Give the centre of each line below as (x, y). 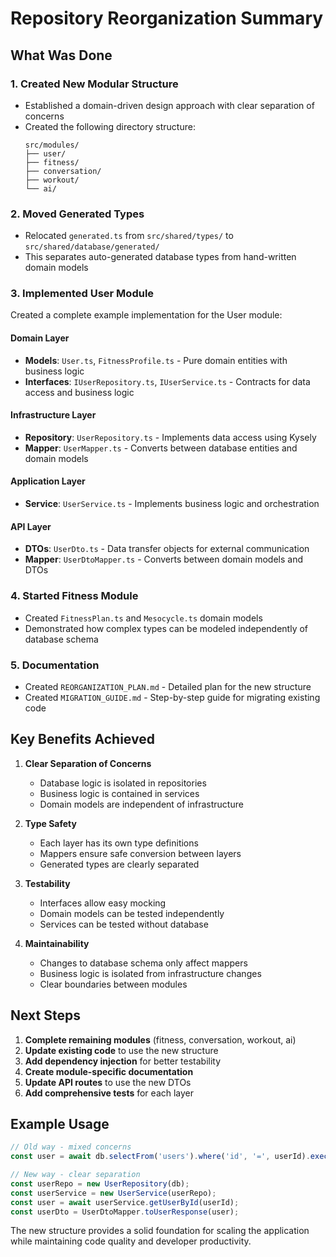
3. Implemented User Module (82, 294)
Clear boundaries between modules (113, 984)
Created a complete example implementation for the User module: (146, 315)
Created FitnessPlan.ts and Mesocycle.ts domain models (143, 618)
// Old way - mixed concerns (71, 1147)
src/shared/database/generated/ (92, 247)
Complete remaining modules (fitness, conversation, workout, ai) (160, 1039)
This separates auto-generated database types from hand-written (160, 257)
